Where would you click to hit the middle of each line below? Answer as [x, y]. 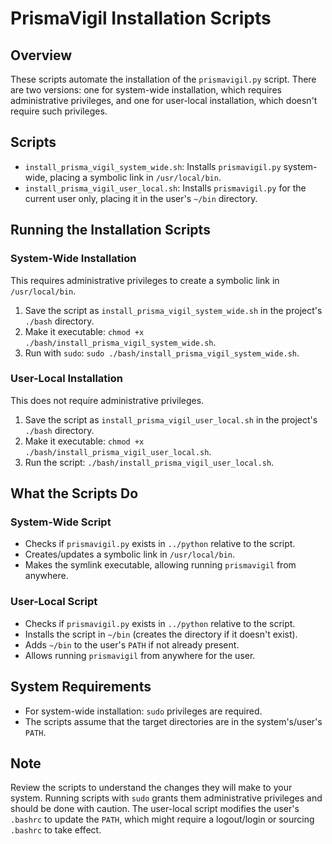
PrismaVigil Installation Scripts [141, 18]
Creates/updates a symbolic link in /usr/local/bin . [130, 554]
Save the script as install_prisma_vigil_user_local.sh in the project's [171, 419]
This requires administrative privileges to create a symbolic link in [145, 280]
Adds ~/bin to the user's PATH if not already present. [132, 644]
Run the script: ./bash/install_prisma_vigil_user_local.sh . [149, 462]
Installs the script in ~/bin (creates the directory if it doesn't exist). [161, 634]
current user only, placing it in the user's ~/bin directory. [141, 198]
